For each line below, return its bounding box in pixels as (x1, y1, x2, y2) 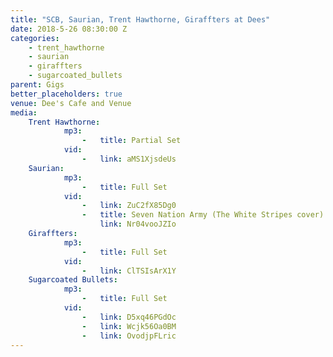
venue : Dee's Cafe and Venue (10, 98, 132, 108)
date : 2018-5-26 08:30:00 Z (10, 24, 128, 34)
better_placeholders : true (10, 89, 123, 99)
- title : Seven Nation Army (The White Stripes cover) (81, 210, 325, 220)
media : (10, 107, 38, 118)
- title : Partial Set (81, 136, 182, 146)
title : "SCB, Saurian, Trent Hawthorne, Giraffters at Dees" (10, 14, 271, 25)
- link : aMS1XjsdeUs (81, 154, 177, 164)
